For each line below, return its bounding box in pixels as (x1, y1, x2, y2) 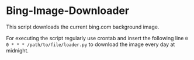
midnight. (6, 47, 29, 54)
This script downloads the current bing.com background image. (6, 23, 160, 30)
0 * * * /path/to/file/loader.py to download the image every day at (6, 41, 175, 48)
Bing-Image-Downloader (6, 4, 130, 17)
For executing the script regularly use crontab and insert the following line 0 (6, 34, 188, 41)
